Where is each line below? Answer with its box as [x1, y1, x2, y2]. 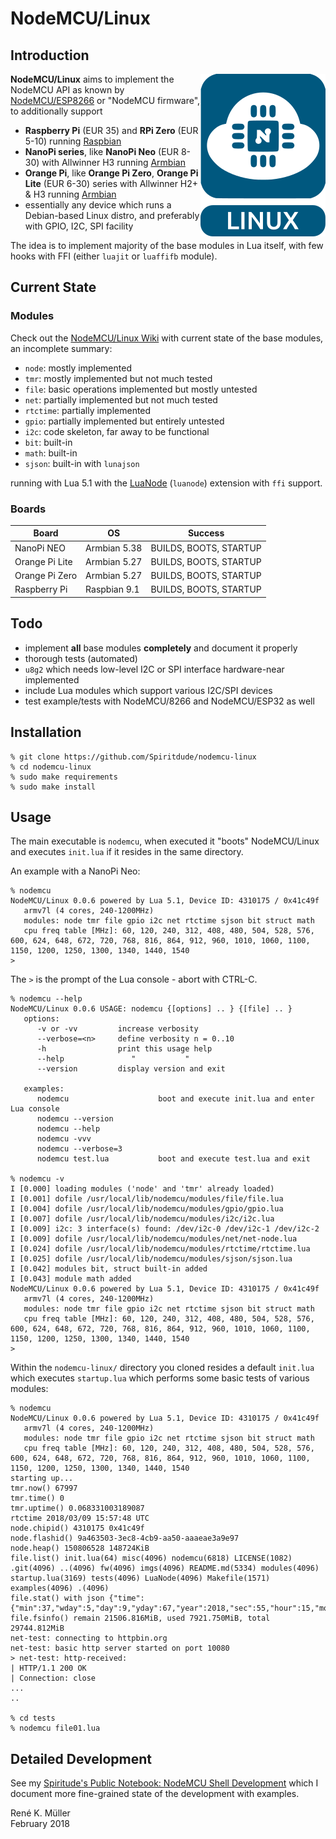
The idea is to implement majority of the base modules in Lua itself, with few [10, 240, 324, 251]
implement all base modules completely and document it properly [24, 642, 298, 654]
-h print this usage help [36, 1044, 213, 1054]
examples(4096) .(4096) [10, 1583, 110, 1594]
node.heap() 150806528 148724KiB [10, 1543, 150, 1554]
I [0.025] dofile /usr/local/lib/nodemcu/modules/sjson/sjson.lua [10, 1254, 293, 1264]
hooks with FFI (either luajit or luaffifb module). [10, 250, 218, 262]
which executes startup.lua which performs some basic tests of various [10, 1372, 310, 1384]
